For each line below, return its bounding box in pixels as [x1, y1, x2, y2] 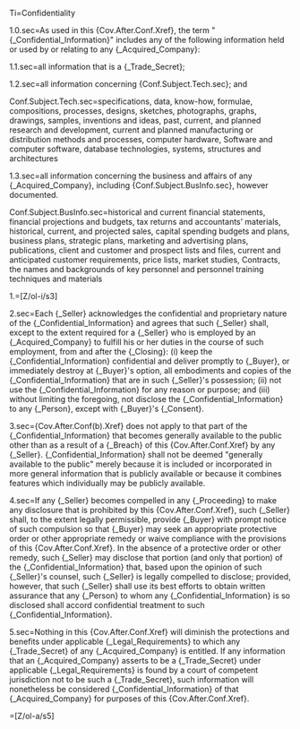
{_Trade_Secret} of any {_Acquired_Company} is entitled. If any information [9, 646, 286, 656]
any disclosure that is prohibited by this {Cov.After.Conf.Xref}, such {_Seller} [9, 505, 291, 515]
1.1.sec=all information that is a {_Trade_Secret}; [9, 62, 185, 72]
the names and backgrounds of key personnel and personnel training [9, 264, 264, 274]
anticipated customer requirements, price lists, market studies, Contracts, [9, 254, 280, 265]
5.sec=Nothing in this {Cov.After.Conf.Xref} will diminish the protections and [9, 627, 290, 637]
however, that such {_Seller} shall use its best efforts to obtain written [9, 581, 266, 591]
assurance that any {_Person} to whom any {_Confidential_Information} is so [9, 590, 291, 601]
